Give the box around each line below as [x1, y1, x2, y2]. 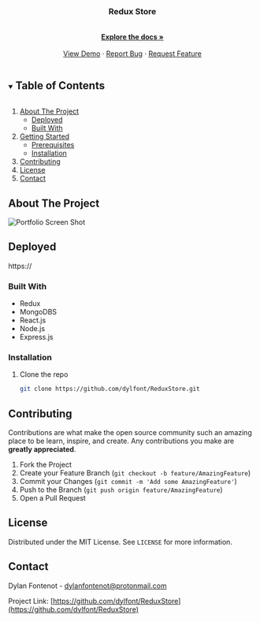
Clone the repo [19, 370, 69, 379]
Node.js [19, 324, 46, 333]
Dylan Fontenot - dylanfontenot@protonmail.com [8, 581, 167, 590]
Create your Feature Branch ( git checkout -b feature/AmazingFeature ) [19, 468, 251, 478]
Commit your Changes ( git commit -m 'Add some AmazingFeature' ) [19, 477, 238, 486]
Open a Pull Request [19, 494, 87, 503]
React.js [19, 315, 46, 325]
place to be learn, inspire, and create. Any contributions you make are [8, 436, 235, 446]
